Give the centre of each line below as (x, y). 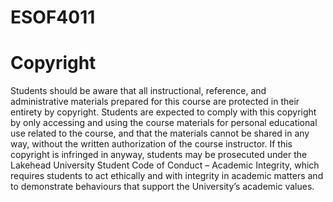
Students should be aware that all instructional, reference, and (138, 91)
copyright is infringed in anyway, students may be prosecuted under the (159, 155)
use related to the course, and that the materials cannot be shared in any (160, 133)
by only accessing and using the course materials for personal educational (164, 123)
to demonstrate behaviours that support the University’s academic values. (162, 187)
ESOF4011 (53, 17)
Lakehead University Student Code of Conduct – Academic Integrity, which (165, 165)
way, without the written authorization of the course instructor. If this (151, 144)
